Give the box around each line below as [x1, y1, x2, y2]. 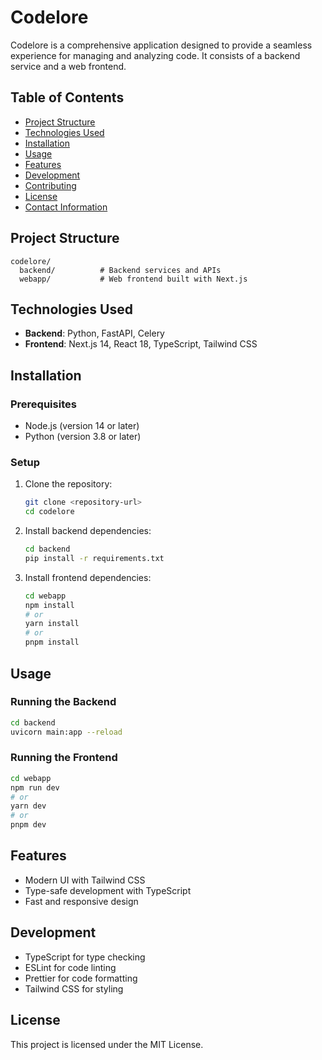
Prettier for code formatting [24, 972, 138, 984]
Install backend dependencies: [24, 525, 152, 537]
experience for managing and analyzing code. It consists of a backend [10, 49, 301, 61]
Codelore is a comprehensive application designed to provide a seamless [10, 39, 313, 51]
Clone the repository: [24, 478, 113, 490]
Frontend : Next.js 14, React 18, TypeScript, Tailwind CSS [24, 338, 258, 350]
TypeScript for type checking [24, 951, 146, 963]
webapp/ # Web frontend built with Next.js [19, 274, 248, 284]
